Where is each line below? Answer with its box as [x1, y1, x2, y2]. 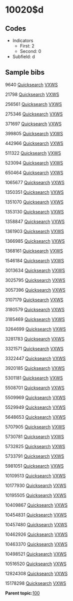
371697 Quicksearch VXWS [5, 121, 62, 127]
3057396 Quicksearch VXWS [5, 287, 66, 293]
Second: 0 [19, 48, 41, 54]
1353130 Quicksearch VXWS [5, 208, 64, 214]
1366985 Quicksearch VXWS [5, 238, 65, 244]
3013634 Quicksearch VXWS [5, 267, 65, 274]
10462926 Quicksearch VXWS [5, 531, 68, 537]
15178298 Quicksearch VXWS [5, 580, 66, 586]
